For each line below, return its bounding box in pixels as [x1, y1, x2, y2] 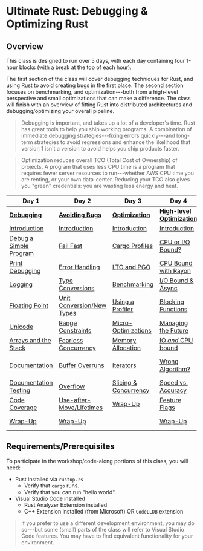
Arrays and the [9, 336, 51, 344]
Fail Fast [59, 242, 83, 250]
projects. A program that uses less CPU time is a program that [21, 163, 175, 170]
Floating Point [9, 301, 49, 310]
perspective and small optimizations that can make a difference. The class [6, 95, 192, 102]
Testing [9, 386, 31, 394]
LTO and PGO [112, 263, 151, 271]
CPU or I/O [159, 238, 190, 246]
